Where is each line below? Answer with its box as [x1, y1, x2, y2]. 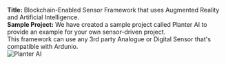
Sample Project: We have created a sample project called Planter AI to [7, 21, 207, 28]
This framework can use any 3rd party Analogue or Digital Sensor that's [7, 35, 212, 43]
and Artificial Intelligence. [7, 13, 79, 21]
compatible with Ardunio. [7, 43, 79, 50]
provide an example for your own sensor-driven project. [7, 28, 166, 36]
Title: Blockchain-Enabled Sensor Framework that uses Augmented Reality [7, 6, 220, 14]
